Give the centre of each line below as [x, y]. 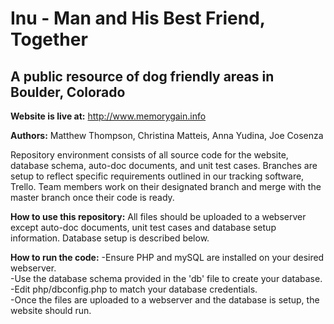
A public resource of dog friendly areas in [142, 76]
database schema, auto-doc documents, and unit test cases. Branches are [164, 165]
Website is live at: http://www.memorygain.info [108, 116]
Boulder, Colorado [68, 92]
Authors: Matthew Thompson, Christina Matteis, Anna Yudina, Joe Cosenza [167, 135]
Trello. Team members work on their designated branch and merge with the [166, 186]
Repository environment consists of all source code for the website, [149, 155]
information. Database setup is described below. [110, 238]
